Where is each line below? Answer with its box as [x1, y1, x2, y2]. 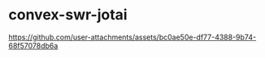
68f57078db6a [8, 40, 59, 50]
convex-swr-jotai [8, 6, 128, 24]
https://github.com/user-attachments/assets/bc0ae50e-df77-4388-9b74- [8, 32, 257, 42]
